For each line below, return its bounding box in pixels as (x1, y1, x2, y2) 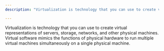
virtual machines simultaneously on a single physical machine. (5, 40, 130, 46)
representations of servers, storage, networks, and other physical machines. (5, 30, 159, 35)
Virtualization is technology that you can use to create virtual (5, 25, 127, 31)
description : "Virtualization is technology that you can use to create (5, 7, 156, 12)
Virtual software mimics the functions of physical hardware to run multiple (5, 35, 154, 41)
